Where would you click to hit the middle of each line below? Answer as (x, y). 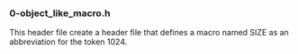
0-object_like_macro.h (60, 13)
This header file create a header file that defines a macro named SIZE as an (149, 33)
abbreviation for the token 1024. (68, 42)
